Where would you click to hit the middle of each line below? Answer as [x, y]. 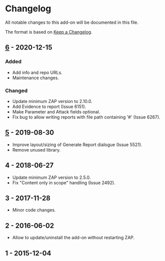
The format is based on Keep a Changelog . [49, 32]
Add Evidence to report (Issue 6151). [49, 106]
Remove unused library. [36, 150]
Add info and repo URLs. [37, 72]
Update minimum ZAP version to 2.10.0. [52, 101]
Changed [17, 91]
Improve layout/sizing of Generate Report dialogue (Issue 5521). [77, 145]
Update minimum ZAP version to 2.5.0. [51, 177]
